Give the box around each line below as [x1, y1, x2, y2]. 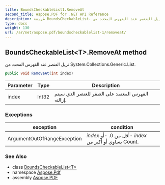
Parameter [7, 82, 33, 89]
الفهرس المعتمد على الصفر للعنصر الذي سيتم [54, 90, 149, 97]
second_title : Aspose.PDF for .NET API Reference [5, 12, 109, 17]
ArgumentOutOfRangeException [7, 135, 82, 142]
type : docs [5, 21, 27, 26]
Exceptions [5, 111, 33, 118]
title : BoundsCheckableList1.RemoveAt [5, 7, 84, 12]
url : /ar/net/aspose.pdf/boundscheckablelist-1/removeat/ [5, 30, 126, 35]
